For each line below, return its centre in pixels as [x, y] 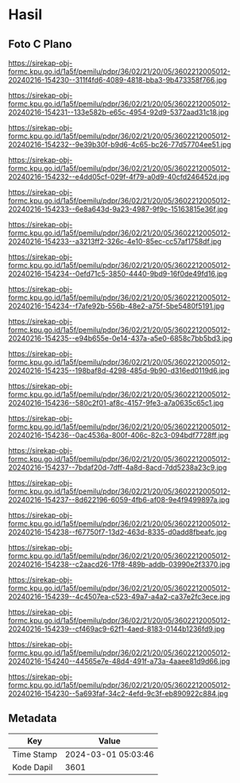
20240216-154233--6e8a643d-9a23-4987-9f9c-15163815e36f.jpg [118, 209]
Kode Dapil [33, 767]
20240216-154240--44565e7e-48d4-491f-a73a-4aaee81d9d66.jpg [119, 661]
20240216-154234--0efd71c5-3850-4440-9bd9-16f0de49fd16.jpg [118, 273]
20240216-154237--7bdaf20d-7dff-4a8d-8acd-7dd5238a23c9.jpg [118, 467]
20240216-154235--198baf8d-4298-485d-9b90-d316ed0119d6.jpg [119, 370]
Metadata [33, 718]
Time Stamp [35, 754]
